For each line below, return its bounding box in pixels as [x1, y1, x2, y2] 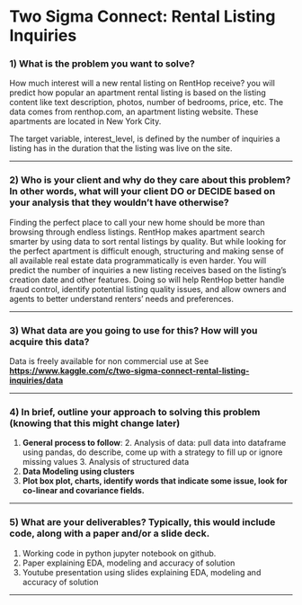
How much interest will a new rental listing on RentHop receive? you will [9, 78, 276, 89]
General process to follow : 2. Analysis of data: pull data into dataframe [22, 438, 287, 449]
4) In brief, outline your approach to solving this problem [9, 406, 261, 418]
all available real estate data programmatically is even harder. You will [9, 254, 267, 266]
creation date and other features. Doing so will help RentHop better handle [9, 274, 285, 285]
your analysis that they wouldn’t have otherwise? [9, 196, 229, 209]
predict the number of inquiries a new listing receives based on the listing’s [9, 264, 287, 275]
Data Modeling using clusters [22, 466, 135, 477]
